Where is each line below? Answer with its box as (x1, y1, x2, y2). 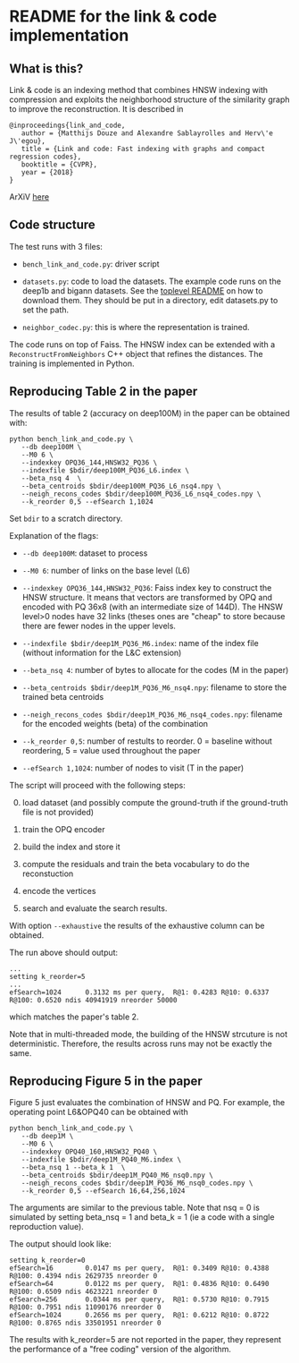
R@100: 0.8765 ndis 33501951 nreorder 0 (9, 1318, 162, 1328)
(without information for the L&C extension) (21, 647, 182, 658)
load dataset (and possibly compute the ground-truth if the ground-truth (21, 797, 288, 807)
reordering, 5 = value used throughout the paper (21, 745, 201, 755)
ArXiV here (9, 192, 50, 202)
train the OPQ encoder (21, 823, 105, 834)
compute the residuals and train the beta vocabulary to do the (21, 858, 250, 869)
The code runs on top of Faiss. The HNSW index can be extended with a (9, 338, 276, 350)
